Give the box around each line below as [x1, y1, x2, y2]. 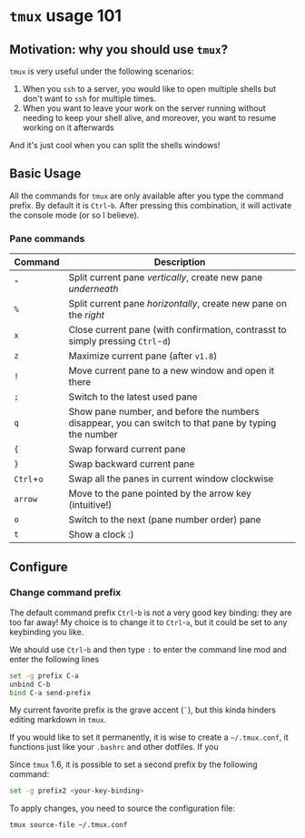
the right [68, 308, 105, 321]
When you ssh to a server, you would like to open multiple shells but [22, 84, 277, 94]
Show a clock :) [68, 529, 134, 541]
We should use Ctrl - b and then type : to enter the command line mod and [9, 643, 288, 655]
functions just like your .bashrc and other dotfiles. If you [9, 742, 220, 752]
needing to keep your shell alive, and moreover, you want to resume [22, 113, 277, 123]
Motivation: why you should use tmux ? [9, 42, 229, 57]
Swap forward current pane [68, 443, 186, 456]
